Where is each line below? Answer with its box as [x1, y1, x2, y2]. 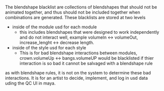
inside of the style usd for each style [12, 45, 86, 50]
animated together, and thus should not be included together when [5, 9, 140, 15]
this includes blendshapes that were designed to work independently [19, 29, 160, 35]
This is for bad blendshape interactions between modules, [19, 50, 137, 56]
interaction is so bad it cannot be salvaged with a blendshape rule [19, 61, 153, 66]
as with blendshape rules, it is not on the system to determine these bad [5, 70, 151, 75]
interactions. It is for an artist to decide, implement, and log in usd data [5, 75, 148, 81]
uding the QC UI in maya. [5, 80, 56, 86]
